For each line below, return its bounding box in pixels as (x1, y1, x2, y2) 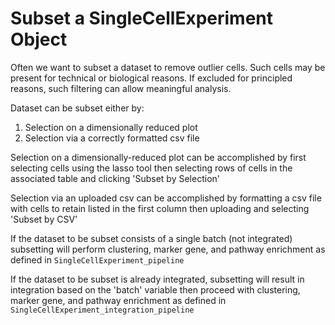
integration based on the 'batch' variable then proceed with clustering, (10, 283, 301, 296)
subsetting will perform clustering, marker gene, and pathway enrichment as (10, 243, 326, 255)
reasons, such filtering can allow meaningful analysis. (10, 82, 232, 94)
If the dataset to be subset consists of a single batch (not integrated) (10, 232, 293, 244)
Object (10, 28, 68, 51)
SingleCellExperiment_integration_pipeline (10, 305, 195, 315)
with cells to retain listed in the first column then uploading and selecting (10, 202, 310, 214)
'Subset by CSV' (10, 213, 78, 225)
